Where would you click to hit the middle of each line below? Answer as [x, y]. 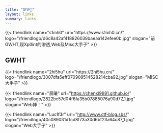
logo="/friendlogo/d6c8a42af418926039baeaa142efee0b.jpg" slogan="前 [80, 38]
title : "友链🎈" [20, 10]
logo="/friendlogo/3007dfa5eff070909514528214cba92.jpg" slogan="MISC [82, 77]
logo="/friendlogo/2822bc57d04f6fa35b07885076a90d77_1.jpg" [70, 99]
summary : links [21, 19]
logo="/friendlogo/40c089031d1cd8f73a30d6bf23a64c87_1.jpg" [70, 120]
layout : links [20, 14]
